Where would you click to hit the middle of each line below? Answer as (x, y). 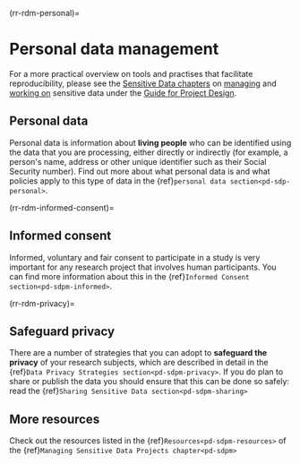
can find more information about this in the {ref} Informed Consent (129, 276)
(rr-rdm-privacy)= (43, 303)
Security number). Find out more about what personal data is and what (140, 171)
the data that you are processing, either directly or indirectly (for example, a (149, 152)
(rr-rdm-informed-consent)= (62, 207)
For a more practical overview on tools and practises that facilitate (131, 73)
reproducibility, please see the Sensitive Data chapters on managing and (143, 83)
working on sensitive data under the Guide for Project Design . (123, 92)
